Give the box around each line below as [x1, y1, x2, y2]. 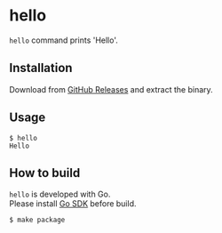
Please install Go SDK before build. [9, 198, 137, 209]
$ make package [9, 215, 66, 225]
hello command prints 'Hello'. [9, 35, 118, 45]
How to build [9, 165, 81, 181]
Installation [9, 60, 73, 76]
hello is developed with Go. [9, 189, 111, 200]
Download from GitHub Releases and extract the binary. [9, 84, 213, 94]
